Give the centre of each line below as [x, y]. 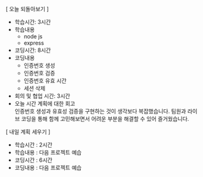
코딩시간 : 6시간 [33, 160]
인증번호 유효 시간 [45, 81]
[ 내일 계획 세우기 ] [28, 132]
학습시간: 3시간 [33, 22]
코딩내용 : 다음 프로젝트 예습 [48, 168]
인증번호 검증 [39, 73]
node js [33, 36]
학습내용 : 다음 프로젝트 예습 [48, 152]
